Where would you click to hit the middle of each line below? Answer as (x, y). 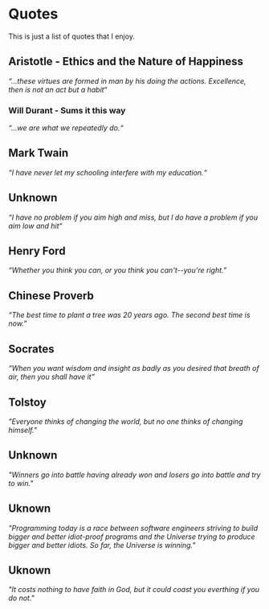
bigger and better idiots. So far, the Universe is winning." (102, 545)
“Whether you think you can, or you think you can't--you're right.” (118, 270)
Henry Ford (37, 251)
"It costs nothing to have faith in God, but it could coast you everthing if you (134, 590)
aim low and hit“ (35, 225)
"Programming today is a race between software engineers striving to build (133, 528)
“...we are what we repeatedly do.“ (66, 128)
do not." (21, 598)
